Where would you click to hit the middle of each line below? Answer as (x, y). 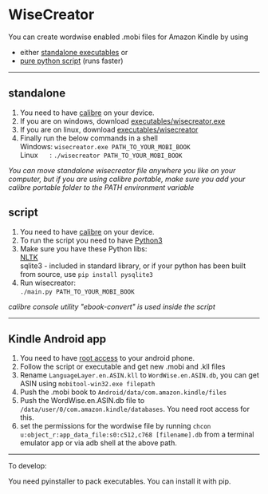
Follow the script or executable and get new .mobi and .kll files (122, 367)
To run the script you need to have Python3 (91, 240)
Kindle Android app (57, 339)
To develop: (28, 466)
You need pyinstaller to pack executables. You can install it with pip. (120, 481)
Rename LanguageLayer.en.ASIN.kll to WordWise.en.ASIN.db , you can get (139, 375)
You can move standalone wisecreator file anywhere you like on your (122, 170)
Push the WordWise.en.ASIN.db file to (82, 401)
